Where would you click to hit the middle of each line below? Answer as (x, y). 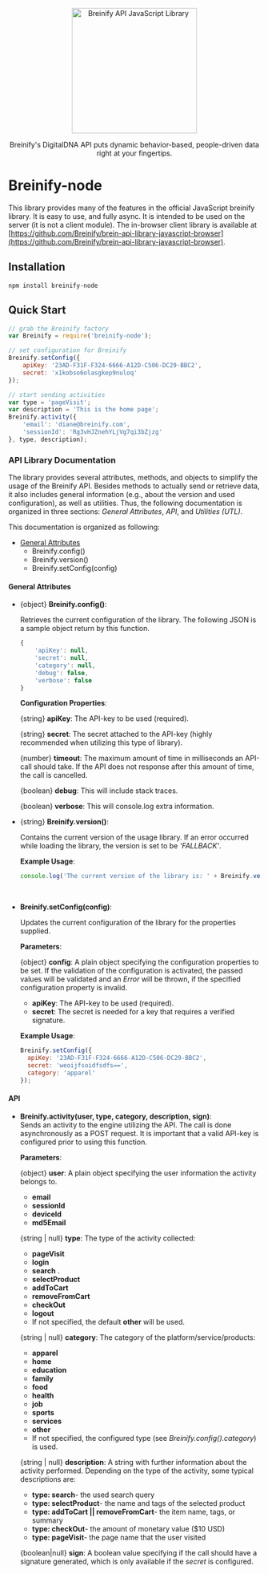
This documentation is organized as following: (84, 527)
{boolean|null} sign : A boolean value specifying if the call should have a (138, 1552)
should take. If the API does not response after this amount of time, (144, 767)
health (43, 1395)
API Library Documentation (62, 459)
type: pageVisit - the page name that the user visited (119, 1537)
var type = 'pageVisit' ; (50, 402)
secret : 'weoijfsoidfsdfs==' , (78, 1066)
